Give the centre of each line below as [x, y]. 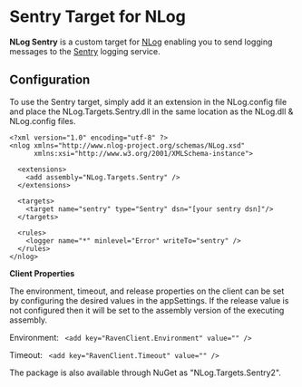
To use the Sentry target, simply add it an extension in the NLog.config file [148, 102]
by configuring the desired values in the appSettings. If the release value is [149, 300]
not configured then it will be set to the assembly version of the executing [147, 310]
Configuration [50, 80]
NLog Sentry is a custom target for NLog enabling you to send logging [141, 42]
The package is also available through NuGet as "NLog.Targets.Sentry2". [145, 372]
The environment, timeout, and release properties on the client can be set [147, 291]
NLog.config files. [43, 121]
